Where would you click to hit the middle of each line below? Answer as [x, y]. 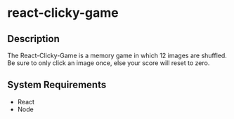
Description [33, 39]
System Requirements [57, 85]
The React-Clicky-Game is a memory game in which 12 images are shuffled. [117, 55]
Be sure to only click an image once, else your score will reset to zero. [109, 63]
